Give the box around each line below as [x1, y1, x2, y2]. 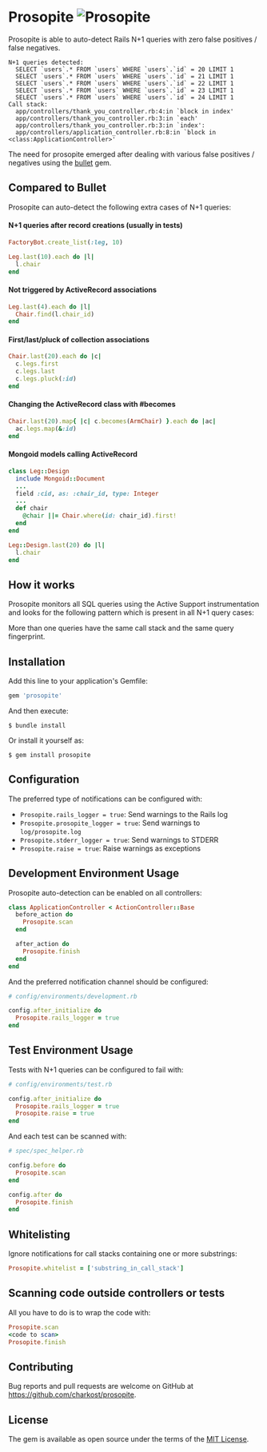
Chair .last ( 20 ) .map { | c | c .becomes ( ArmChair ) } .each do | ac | [8, 417, 217, 425]
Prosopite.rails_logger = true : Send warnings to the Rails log [19, 809, 228, 819]
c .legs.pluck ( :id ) [15, 375, 78, 383]
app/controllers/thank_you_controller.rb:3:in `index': [15, 121, 205, 130]
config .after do [8, 1191, 62, 1199]
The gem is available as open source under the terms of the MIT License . [8, 1434, 249, 1444]
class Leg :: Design [8, 467, 70, 475]
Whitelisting [8, 1227, 70, 1241]
